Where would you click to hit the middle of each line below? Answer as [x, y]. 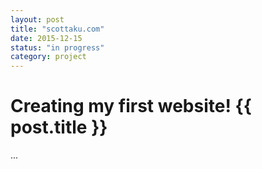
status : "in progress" [57, 47]
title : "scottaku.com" [57, 29]
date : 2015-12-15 [46, 38]
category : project [48, 57]
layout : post [37, 19]
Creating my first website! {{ [131, 106]
